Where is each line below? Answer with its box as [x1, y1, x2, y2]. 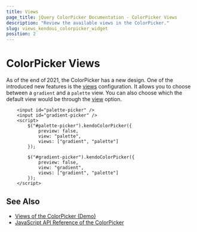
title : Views [6, 8, 39, 15]
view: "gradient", [38, 165, 84, 171]
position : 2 [6, 31, 36, 37]
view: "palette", [38, 133, 82, 139]
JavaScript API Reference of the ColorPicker [14, 219, 124, 226]
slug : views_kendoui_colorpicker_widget [6, 25, 109, 32]
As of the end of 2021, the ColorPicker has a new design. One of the [6, 77, 173, 84]
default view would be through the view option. [6, 96, 122, 103]
